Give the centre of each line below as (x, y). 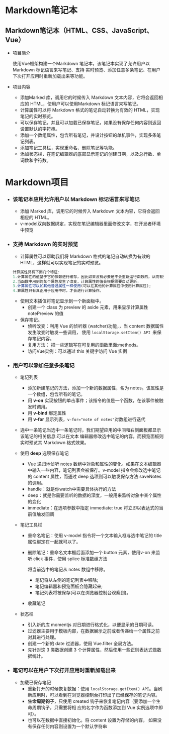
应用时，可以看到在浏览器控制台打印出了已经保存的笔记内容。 (96, 695)
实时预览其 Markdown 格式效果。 (54, 443)
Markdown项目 (37, 183)
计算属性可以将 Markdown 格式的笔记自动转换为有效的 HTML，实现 (90, 110)
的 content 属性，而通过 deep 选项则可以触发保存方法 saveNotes (95, 477)
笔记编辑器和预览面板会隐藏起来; (69, 586)
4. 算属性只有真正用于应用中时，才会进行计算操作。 (58, 291)
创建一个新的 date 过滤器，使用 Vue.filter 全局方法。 (81, 644)
